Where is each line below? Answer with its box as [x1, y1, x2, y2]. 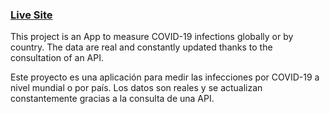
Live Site [10, 8, 53, 22]
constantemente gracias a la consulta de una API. [10, 93, 215, 105]
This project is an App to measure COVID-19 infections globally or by [10, 31, 294, 43]
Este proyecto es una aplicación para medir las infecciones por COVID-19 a [10, 71, 320, 83]
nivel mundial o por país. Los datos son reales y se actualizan [10, 82, 263, 94]
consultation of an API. [10, 52, 104, 64]
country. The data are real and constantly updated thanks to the [10, 41, 273, 53]
